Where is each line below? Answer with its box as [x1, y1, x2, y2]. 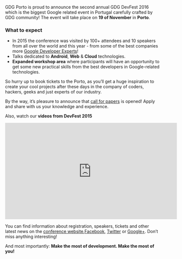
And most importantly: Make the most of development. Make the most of [5, 243, 155, 249]
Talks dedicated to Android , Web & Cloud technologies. [12, 53, 126, 59]
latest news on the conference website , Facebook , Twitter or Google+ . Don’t [5, 229, 158, 235]
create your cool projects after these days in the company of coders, [5, 84, 144, 90]
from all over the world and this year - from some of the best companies [12, 43, 158, 49]
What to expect [5, 26, 43, 33]
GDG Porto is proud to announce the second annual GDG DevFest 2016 [5, 4, 149, 10]
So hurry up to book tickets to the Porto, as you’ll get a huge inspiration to [5, 78, 155, 85]
